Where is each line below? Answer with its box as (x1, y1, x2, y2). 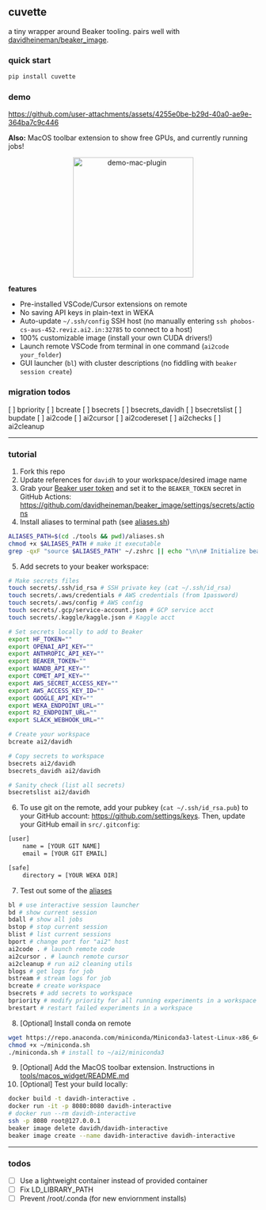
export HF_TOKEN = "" (8, 635, 73, 643)
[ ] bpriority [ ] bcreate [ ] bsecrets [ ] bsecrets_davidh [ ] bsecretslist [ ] (8, 405, 242, 414)
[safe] (8, 864, 30, 872)
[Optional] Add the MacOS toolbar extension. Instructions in (19, 1063, 215, 1072)
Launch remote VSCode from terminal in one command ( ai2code (19, 341, 230, 351)
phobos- (230, 318, 256, 326)
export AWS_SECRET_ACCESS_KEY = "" (8, 679, 119, 687)
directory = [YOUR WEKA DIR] (22, 871, 119, 879)
